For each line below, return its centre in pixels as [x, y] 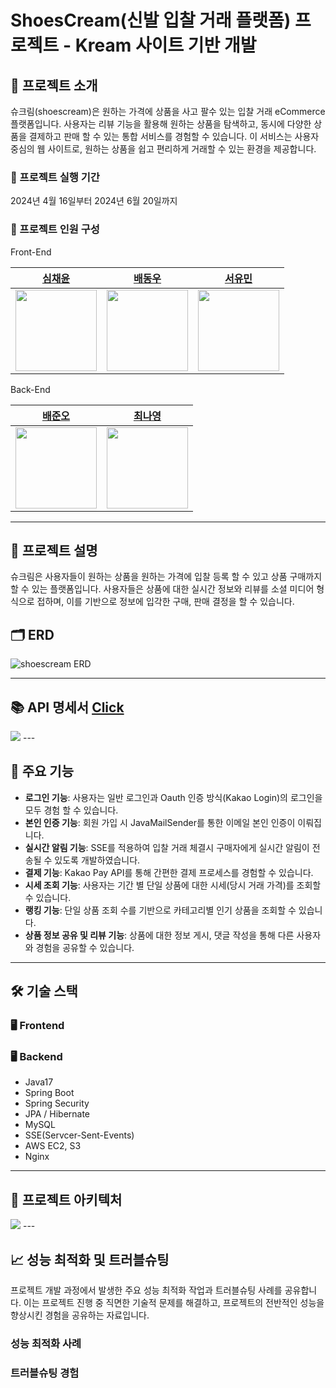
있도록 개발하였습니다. [97, 860]
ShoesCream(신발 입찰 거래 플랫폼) [151, 20]
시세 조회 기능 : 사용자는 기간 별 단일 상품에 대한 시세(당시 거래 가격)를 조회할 [173, 885]
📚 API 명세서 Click [67, 707]
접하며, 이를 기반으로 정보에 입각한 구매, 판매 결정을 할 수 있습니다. [165, 602]
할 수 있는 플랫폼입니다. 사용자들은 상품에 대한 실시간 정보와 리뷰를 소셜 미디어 [162, 589]
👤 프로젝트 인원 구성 [55, 229]
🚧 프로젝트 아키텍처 [66, 1199]
